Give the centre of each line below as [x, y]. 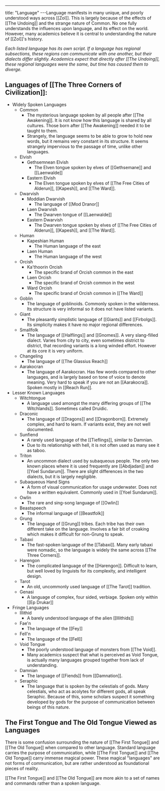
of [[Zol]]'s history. [24, 39]
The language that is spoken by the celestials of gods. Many [88, 686]
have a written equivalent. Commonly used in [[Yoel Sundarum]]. [92, 492]
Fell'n [25, 634]
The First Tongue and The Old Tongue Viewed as [81, 723]
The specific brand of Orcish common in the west [84, 283]
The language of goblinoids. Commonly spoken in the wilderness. [93, 303]
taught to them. [42, 131]
